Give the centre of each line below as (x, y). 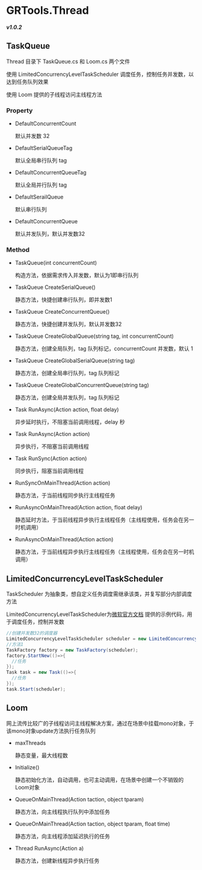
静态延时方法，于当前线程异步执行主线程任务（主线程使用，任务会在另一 (104, 520)
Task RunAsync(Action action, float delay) (67, 409)
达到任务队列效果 (27, 81)
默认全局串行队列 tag (41, 161)
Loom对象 (27, 787)
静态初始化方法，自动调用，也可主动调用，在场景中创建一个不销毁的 (99, 780)
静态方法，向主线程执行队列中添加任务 (62, 812)
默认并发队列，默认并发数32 (50, 234)
